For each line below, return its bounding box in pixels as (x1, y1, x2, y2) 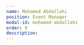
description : (6, 30, 38, 36)
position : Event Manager (6, 14, 67, 20)
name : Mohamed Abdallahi (6, 8, 67, 15)
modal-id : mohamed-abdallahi (6, 19, 78, 25)
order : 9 (6, 25, 28, 31)
